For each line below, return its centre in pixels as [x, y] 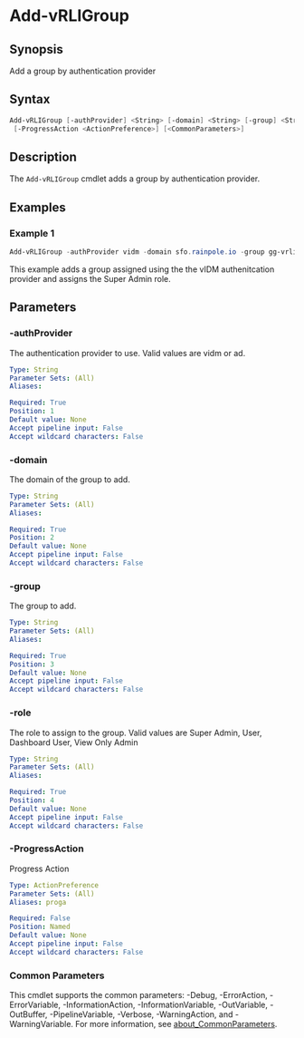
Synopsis [36, 49]
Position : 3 [32, 664]
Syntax [30, 99]
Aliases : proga [38, 902]
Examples [38, 207]
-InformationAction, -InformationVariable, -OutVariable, [166, 1005]
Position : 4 [32, 800]
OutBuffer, [28, 1014]
